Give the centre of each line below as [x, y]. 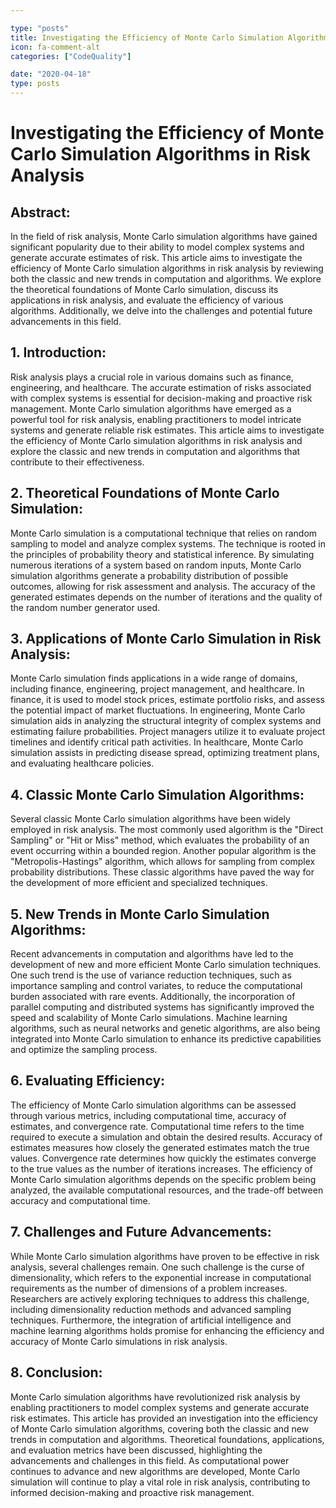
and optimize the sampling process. [84, 1050]
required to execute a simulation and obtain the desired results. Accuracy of [166, 1137]
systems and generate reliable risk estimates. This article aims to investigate [167, 430]
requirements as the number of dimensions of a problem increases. [149, 1288]
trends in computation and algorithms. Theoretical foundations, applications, [167, 1439]
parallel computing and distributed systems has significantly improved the [162, 1007]
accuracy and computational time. [80, 1200]
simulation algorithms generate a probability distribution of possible [149, 575]
